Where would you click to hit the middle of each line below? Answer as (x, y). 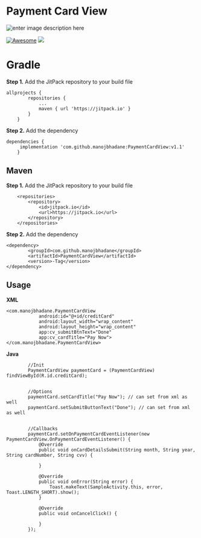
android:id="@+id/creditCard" (76, 316)
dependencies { (25, 141)
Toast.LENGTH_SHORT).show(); (43, 492)
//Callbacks (43, 428)
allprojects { (24, 93)
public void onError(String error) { (86, 482)
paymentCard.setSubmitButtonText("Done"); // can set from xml (109, 407)
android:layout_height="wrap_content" (87, 327)
